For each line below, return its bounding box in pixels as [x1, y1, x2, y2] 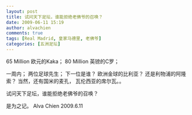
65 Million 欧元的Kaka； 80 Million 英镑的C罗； [6, 58, 119, 65]
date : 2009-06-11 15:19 [6, 19, 64, 25]
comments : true [6, 30, 43, 36]
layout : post [6, 8, 38, 15]
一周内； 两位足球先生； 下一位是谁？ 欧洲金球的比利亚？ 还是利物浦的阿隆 [6, 70, 186, 77]
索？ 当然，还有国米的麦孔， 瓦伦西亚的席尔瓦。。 [6, 77, 125, 85]
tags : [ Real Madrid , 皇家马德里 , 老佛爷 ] [6, 36, 101, 41]
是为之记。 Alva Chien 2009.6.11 [6, 102, 83, 109]
